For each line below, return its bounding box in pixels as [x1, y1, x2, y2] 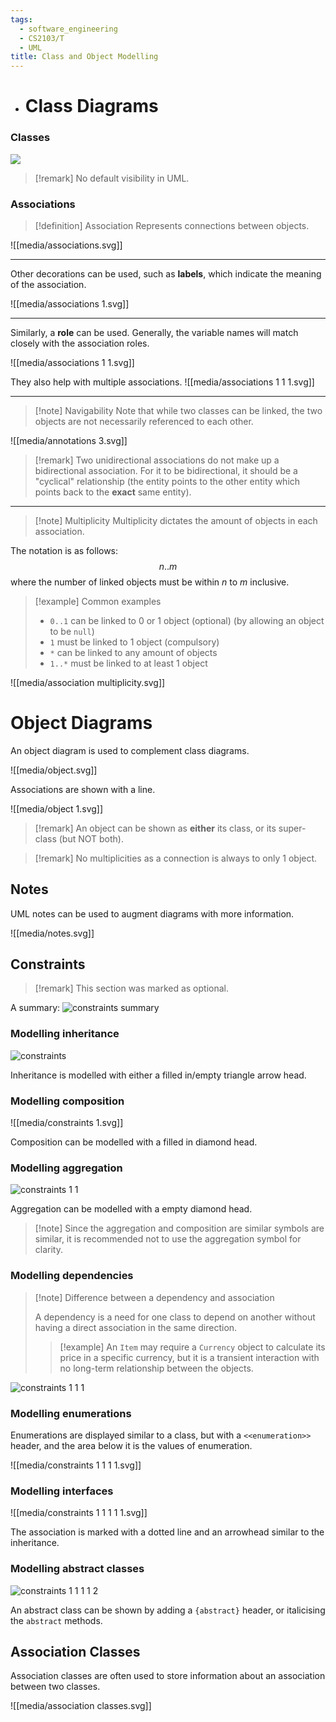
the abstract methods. [10, 1614, 103, 1626]
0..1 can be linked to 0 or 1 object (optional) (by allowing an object [49, 614, 325, 626]
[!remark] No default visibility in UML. [34, 172, 190, 184]
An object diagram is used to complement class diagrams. [10, 744, 250, 756]
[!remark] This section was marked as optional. [34, 982, 230, 995]
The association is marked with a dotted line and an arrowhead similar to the [10, 1526, 325, 1538]
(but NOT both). [58, 832, 125, 845]
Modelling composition [10, 1094, 125, 1108]
